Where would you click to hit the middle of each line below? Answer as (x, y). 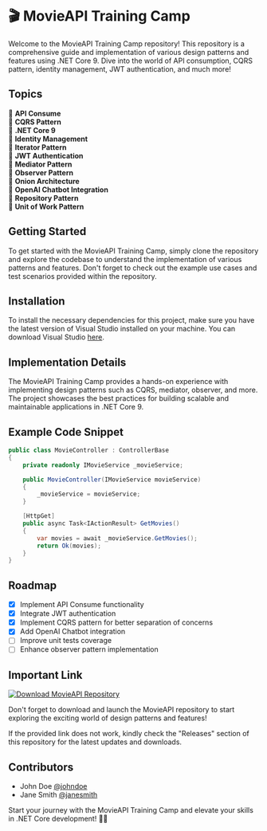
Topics (26, 94)
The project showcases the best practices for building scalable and (119, 398)
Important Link (45, 675)
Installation (37, 301)
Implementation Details (67, 362)
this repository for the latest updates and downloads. (95, 742)
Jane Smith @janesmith (59, 795)
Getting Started (47, 231)
